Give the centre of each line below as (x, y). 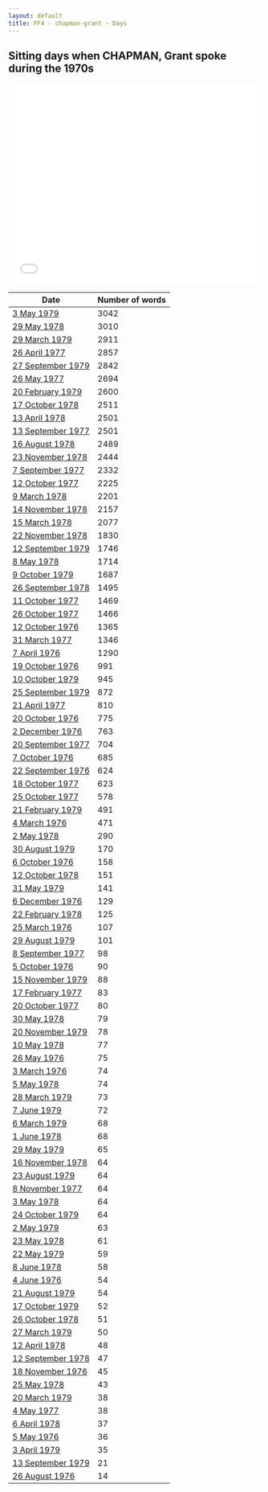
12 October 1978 (46, 875)
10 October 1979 (46, 679)
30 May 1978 (39, 1019)
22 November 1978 (50, 535)
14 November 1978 (50, 510)
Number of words (132, 300)
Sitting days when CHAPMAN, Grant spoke (118, 56)
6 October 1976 (43, 863)
